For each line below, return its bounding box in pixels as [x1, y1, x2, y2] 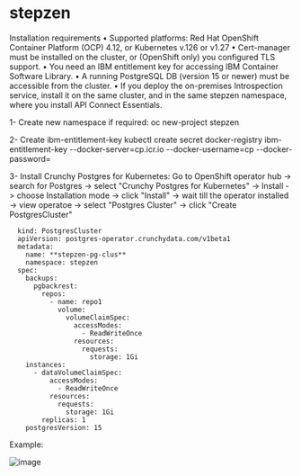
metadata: [17, 242, 54, 251]
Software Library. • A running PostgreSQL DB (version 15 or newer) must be [9, 70, 290, 81]
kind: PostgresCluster [17, 226, 102, 236]
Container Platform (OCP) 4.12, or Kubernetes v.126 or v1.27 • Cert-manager [9, 41, 290, 52]
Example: [9, 439, 44, 450]
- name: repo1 [49, 297, 102, 306]
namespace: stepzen [25, 257, 99, 267]
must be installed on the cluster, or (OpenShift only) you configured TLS [9, 51, 276, 62]
